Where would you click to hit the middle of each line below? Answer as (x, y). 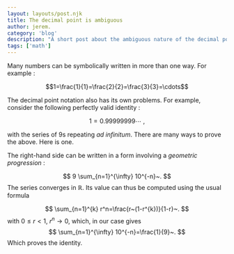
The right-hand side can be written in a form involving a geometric (102, 155)
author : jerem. (29, 26)
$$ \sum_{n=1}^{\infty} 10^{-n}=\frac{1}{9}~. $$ (117, 232)
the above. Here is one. (41, 142)
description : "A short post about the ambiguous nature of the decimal (113, 40)
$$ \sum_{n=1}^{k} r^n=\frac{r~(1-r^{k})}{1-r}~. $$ (117, 209)
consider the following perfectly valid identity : (74, 108)
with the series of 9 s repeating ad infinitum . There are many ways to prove (114, 134)
